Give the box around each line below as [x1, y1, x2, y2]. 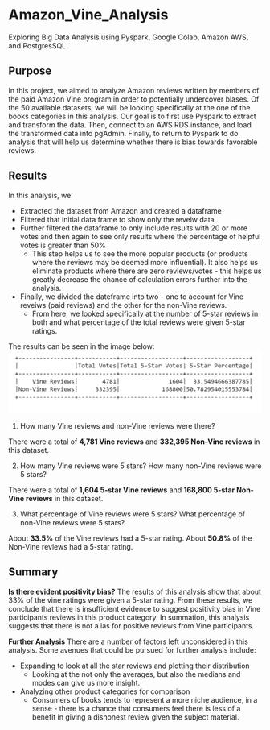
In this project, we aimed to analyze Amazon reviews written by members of [8, 85, 260, 95]
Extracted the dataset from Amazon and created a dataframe [19, 205, 223, 215]
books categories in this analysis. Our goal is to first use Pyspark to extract [8, 111, 257, 121]
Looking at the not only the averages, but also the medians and [31, 669, 241, 678]
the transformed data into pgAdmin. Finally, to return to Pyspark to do [8, 128, 239, 138]
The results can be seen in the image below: [8, 341, 155, 351]
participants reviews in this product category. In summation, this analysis [8, 612, 250, 622]
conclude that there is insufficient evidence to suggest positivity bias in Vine [8, 603, 261, 613]
